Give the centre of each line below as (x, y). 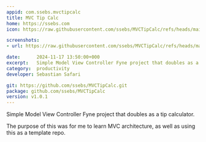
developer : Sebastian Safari (44, 74)
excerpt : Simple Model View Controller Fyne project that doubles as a (103, 63)
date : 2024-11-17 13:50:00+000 (53, 57)
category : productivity (38, 68)
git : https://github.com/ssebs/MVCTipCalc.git (67, 85)
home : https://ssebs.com (38, 23)
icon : (13, 29)
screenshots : (23, 41)
